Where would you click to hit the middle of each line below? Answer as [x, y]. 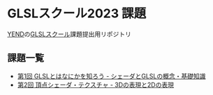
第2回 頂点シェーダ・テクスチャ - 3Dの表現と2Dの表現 [96, 85]
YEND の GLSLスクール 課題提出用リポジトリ [69, 34]
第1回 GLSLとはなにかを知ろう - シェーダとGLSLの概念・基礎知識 [111, 76]
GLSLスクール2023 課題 [77, 14]
